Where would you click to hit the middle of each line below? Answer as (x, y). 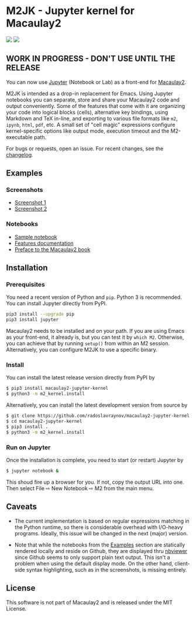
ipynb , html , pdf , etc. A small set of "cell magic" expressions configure (91, 124)
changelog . (20, 154)
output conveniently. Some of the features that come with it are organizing (96, 106)
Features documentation (44, 243)
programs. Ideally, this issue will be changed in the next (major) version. (101, 533)
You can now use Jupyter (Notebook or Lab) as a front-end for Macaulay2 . (96, 82)
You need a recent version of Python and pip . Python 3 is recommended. (94, 297)
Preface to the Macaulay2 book (52, 249)
